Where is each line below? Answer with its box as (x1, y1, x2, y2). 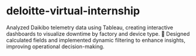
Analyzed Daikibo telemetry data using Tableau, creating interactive (6, 24, 174, 31)
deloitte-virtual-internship (6, 4, 140, 18)
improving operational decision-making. (6, 43, 105, 50)
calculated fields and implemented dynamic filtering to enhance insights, (6, 36, 186, 43)
